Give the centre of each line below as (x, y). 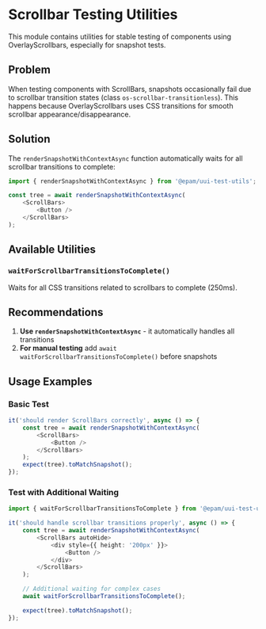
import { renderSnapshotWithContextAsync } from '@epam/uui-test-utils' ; (133, 181)
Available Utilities (52, 250)
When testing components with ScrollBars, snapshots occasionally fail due (130, 89)
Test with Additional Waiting (64, 492)
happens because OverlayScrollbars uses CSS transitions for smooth (121, 105)
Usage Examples (50, 381)
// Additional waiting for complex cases (91, 589)
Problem (30, 70)
